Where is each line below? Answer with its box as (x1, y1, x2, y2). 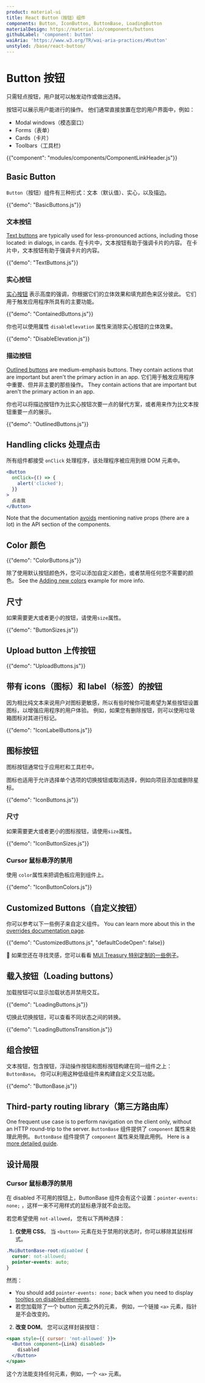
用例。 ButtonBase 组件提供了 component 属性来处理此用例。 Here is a (16, 1133, 190, 1141)
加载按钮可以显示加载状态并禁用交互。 (6, 988, 103, 995)
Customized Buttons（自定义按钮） (6, 902, 142, 913)
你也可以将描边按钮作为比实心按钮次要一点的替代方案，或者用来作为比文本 (6, 400, 193, 408)
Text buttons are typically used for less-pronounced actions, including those (6, 231, 198, 239)
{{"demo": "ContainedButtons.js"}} (6, 310, 94, 318)
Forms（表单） (15, 126, 53, 133)
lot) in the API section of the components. (6, 521, 111, 528)
